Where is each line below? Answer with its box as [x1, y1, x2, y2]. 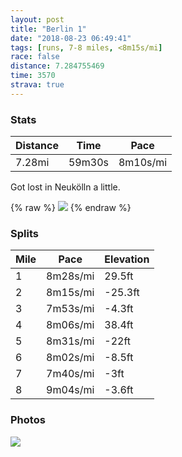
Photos [10, 413, 46, 427]
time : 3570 [10, 71, 56, 81]
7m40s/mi [46, 367, 95, 381]
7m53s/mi [46, 302, 95, 316]
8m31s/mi [46, 334, 95, 348]
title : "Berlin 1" [10, 24, 87, 34]
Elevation [104, 252, 150, 266]
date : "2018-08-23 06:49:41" [10, 33, 132, 43]
